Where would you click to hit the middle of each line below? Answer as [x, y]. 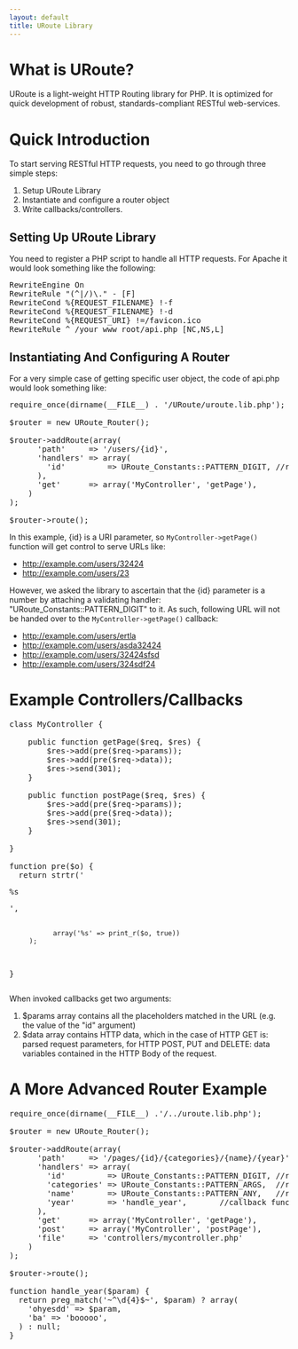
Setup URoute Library [62, 191]
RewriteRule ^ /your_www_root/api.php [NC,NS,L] [117, 330]
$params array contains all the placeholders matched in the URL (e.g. [149, 1015]
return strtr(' [51, 875]
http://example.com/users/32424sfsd [90, 655]
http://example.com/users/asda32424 [91, 645]
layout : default [39, 17]
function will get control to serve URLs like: [87, 546]
